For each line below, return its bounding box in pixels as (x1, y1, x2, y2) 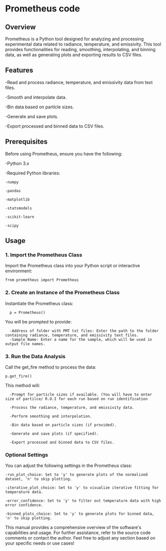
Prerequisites (5, 138, 48, 146)
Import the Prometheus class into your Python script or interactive (5, 263, 140, 269)
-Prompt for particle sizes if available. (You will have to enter (9, 392, 153, 397)
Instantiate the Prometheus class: (5, 300, 74, 306)
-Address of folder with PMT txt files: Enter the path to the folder (9, 328, 159, 333)
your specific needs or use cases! (5, 540, 75, 547)
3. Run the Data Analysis (5, 353, 66, 360)
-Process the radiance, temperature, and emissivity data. (9, 405, 135, 410)
